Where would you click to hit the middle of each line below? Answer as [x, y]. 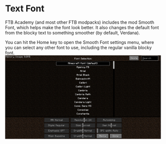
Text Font [25, 9]
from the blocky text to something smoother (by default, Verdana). [73, 33]
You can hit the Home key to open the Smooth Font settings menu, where [80, 42]
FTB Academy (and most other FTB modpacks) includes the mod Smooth [80, 22]
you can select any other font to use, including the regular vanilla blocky [79, 47]
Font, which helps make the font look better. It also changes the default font [82, 27]
